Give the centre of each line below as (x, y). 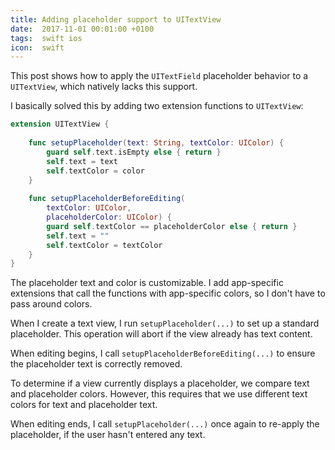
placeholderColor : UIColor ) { (109, 217)
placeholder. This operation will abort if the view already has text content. (161, 334)
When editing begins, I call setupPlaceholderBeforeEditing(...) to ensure (163, 353)
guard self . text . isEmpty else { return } (134, 152)
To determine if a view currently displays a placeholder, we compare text (160, 383)
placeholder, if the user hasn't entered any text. (108, 435)
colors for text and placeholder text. (84, 405)
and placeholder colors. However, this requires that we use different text (159, 394)
